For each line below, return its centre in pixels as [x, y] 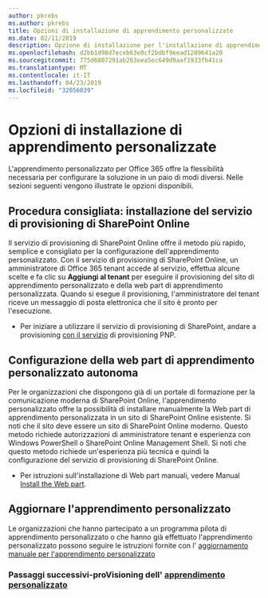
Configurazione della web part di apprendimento [132, 360]
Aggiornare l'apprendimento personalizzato [120, 509]
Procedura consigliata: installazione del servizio [130, 211]
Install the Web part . [53, 484]
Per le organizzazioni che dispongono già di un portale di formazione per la [132, 391]
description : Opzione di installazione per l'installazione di [116, 46]
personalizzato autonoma [73, 373]
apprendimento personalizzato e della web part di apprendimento [116, 286]
